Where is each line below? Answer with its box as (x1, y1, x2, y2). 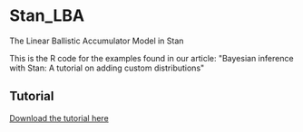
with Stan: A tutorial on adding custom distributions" (9, 62, 205, 73)
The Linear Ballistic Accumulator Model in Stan (9, 35, 184, 46)
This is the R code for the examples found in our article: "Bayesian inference (9, 52, 294, 63)
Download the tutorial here (9, 112, 109, 123)
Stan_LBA (9, 5, 84, 26)
